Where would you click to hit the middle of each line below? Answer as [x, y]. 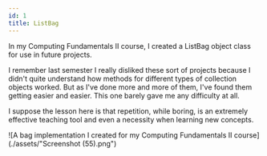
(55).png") [99, 143]
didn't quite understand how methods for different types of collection [123, 78]
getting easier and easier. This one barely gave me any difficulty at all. [124, 95]
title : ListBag [34, 23]
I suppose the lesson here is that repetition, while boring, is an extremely [128, 111]
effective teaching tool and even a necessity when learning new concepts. [131, 119]
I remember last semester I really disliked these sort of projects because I [129, 70]
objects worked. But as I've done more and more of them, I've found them [130, 87]
